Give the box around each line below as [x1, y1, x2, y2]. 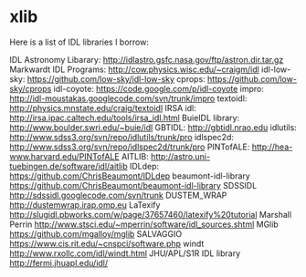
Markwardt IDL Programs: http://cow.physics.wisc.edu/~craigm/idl [9, 64, 260, 75]
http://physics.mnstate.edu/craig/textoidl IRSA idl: [9, 102, 196, 113]
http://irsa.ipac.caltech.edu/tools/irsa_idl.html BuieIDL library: [9, 112, 240, 123]
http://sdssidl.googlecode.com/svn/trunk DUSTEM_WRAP [9, 190, 227, 200]
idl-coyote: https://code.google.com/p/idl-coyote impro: [53, 83, 265, 94]
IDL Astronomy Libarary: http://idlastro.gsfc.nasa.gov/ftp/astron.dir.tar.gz [9, 54, 284, 65]
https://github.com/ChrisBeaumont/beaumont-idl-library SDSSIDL [9, 180, 258, 190]
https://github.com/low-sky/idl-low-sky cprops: [26, 73, 206, 84]
